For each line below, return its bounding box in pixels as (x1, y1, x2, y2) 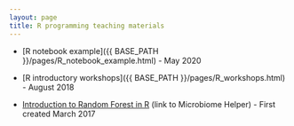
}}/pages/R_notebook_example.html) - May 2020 (21, 55, 202, 66)
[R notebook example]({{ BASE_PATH (21, 45, 159, 56)
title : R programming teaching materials (9, 21, 165, 30)
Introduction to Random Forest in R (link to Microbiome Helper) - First (21, 98, 276, 109)
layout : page (9, 12, 58, 22)
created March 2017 (21, 108, 96, 119)
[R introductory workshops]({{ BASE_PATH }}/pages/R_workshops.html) (21, 72, 286, 83)
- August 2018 (21, 82, 75, 92)
